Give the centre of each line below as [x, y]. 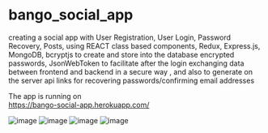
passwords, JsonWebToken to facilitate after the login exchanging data [126, 63]
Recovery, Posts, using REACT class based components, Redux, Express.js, [134, 45]
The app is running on [45, 96]
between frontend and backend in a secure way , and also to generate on [131, 71]
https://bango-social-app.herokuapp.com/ [79, 105]
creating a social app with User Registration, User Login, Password [120, 37]
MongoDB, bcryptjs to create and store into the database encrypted [121, 54]
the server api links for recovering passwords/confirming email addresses [132, 80]
